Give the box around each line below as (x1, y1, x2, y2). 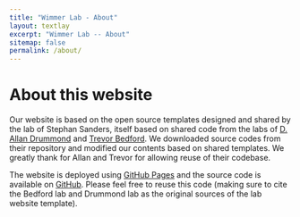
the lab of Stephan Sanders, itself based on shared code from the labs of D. (9, 124, 288, 135)
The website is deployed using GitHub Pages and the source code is (9, 170, 261, 180)
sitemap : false (9, 38, 66, 47)
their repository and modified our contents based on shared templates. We (9, 143, 285, 154)
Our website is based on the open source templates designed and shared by (9, 114, 291, 125)
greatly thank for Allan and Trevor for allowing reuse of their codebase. (9, 153, 271, 163)
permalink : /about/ (9, 46, 82, 55)
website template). (9, 198, 78, 209)
